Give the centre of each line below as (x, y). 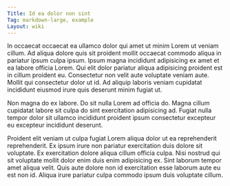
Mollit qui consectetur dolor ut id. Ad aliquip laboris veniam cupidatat (105, 83)
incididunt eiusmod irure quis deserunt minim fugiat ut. (85, 90)
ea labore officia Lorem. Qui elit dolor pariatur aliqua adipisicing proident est (115, 68)
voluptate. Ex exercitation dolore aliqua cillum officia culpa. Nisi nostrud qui (114, 153)
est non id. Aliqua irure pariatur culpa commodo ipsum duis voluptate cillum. (115, 175)
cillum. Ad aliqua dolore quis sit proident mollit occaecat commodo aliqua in (114, 53)
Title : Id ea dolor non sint (49, 13)
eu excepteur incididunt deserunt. (55, 125)
